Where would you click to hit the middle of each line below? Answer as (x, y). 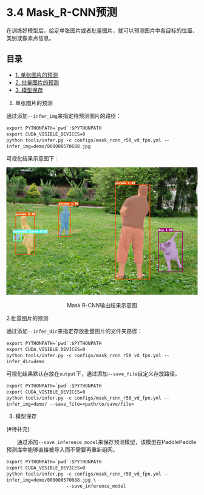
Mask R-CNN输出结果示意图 (102, 305)
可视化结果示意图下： (33, 158)
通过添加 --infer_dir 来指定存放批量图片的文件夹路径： (74, 331)
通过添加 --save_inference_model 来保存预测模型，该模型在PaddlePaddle (107, 442)
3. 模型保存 (29, 90)
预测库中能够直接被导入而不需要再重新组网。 (62, 449)
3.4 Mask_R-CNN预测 (62, 12)
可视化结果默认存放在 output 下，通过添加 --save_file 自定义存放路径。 (93, 374)
